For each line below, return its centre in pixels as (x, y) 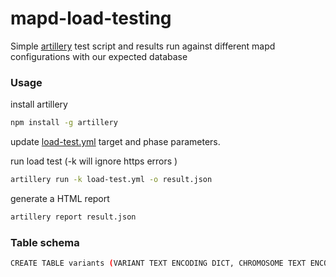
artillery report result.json (73, 217)
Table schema (45, 242)
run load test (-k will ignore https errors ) (94, 161)
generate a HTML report (60, 198)
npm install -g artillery (64, 123)
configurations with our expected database (99, 56)
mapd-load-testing (91, 18)
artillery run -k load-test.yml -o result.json (111, 180)
